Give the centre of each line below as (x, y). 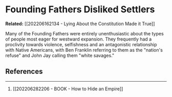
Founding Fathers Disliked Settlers (80, 9)
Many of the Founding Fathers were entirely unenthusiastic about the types (84, 33)
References (24, 72)
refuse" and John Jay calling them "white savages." (60, 55)
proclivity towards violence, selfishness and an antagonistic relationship (81, 44)
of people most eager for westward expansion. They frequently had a (79, 39)
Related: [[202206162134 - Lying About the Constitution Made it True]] (80, 24)
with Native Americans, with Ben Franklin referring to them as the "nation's (84, 50)
